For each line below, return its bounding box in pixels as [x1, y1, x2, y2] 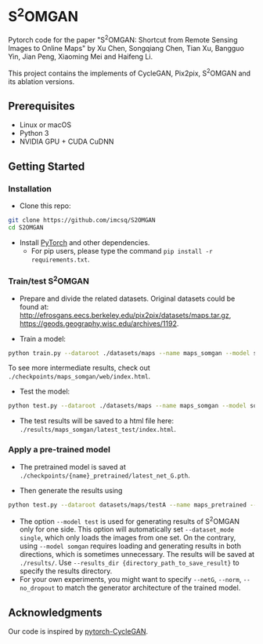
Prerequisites [8, 99, 75, 112]
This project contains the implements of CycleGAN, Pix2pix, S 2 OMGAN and [8, 67, 251, 78]
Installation [8, 183, 52, 194]
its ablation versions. [8, 76, 75, 86]
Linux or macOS [19, 120, 72, 130]
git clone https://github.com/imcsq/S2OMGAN [8, 217, 156, 225]
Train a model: [19, 334, 67, 343]
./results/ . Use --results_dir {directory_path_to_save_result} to [19, 558, 240, 568]
